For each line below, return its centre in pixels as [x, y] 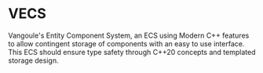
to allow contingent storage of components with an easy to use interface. [126, 43]
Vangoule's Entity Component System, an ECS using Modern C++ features [129, 35]
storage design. [33, 60]
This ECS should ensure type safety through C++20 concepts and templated [132, 52]
